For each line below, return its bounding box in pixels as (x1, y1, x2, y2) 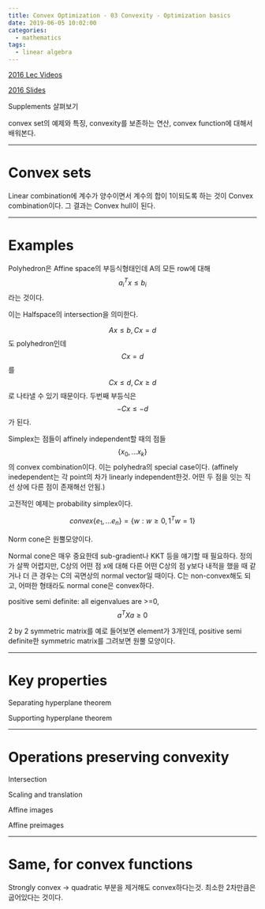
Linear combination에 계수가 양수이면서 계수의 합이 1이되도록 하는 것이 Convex (8, 190, 254, 200)
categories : (8, 26, 47, 34)
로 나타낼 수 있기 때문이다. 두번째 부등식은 (8, 391, 136, 401)
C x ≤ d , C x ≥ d (108, 378, 157, 387)
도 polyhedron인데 (8, 339, 67, 349)
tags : (8, 41, 26, 49)
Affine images (8, 805, 54, 815)
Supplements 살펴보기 (8, 102, 79, 111)
